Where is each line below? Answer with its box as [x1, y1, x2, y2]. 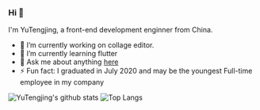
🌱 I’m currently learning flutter [19, 49, 118, 59]
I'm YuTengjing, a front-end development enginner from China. [8, 25, 213, 35]
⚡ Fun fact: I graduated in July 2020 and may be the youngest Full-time [19, 66, 253, 76]
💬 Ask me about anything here [19, 57, 119, 66]
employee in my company [19, 78, 105, 87]
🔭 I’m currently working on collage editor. [19, 40, 155, 50]
